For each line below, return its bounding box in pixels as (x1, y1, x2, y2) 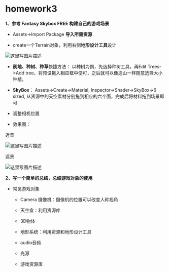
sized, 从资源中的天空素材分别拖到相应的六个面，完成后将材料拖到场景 (12, 93, 160, 99)
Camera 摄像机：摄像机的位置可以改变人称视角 (20, 196, 118, 203)
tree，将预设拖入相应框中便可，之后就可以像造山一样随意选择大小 (25, 69, 163, 76)
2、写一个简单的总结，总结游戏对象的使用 (5, 175, 93, 181)
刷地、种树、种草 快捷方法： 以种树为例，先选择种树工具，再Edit (12, 63, 147, 69)
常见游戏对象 (12, 185, 40, 191)
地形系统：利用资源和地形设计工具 (20, 228, 92, 235)
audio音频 (20, 239, 42, 246)
